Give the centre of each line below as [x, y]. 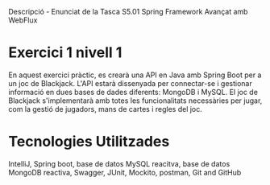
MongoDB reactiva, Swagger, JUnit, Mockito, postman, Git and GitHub [125, 172]
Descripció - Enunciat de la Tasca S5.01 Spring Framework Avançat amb [128, 12]
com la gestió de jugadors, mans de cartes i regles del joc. [106, 109]
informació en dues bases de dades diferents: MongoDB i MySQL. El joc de [133, 92]
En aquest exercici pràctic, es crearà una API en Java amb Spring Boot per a [135, 75]
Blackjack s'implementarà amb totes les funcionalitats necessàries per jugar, [135, 101]
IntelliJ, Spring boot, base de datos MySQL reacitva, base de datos [119, 163]
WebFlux [23, 20]
